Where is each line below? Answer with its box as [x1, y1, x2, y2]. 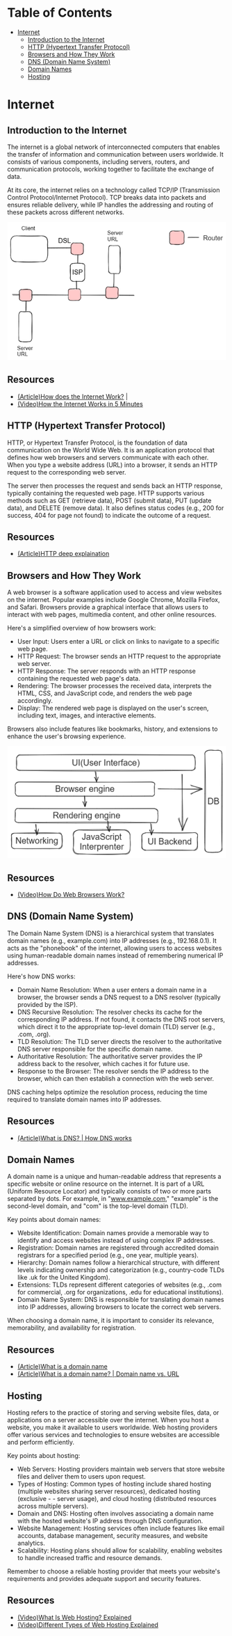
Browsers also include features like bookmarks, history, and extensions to [7, 725, 218, 733]
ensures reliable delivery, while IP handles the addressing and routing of [7, 200, 214, 209]
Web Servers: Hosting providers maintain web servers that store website [17, 1465, 225, 1473]
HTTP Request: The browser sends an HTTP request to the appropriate [17, 652, 221, 660]
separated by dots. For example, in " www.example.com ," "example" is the [7, 1195, 219, 1203]
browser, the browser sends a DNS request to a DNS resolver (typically [17, 993, 221, 1001]
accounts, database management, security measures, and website [17, 1532, 208, 1540]
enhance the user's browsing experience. [7, 732, 126, 740]
